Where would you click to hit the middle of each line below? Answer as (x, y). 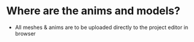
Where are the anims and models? (93, 11)
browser (25, 33)
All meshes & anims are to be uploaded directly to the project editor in (102, 27)
